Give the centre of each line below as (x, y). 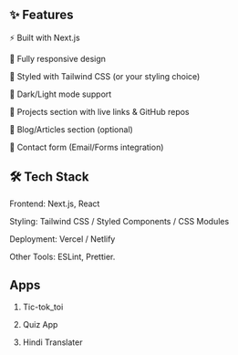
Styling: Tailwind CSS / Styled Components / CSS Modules (119, 221)
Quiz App (40, 325)
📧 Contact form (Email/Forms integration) (87, 147)
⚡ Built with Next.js (45, 37)
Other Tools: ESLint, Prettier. (62, 256)
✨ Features (41, 15)
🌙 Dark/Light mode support (61, 94)
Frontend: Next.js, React (55, 204)
